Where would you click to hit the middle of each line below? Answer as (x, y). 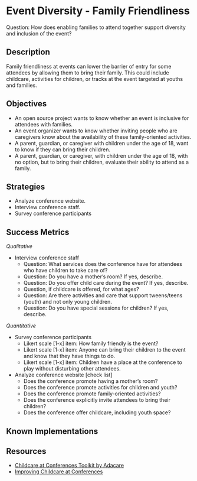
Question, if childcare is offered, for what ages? (81, 289)
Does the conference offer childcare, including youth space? (97, 412)
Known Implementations (52, 431)
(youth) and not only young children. (68, 302)
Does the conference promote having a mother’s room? (91, 381)
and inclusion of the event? (39, 33)
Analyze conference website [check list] (63, 375)
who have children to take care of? (65, 271)
